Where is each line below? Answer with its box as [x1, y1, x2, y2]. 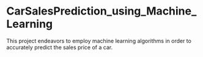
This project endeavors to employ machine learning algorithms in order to [6, 37, 191, 44]
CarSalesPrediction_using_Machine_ [6, 4, 197, 18]
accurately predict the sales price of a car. [6, 44, 113, 51]
